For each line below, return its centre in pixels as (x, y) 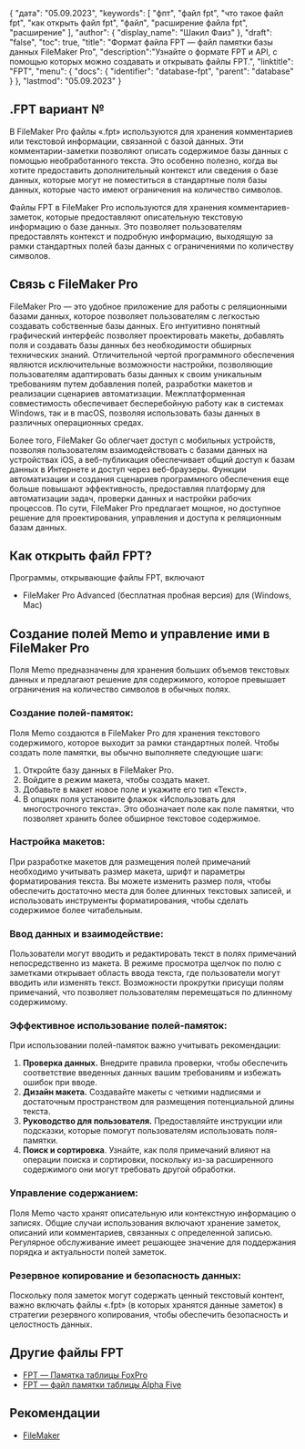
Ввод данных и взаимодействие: (86, 933)
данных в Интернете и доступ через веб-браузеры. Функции (128, 469)
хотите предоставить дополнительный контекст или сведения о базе (144, 170)
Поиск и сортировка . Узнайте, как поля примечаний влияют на (147, 1150)
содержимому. (39, 1002)
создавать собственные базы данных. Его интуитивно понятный (135, 325)
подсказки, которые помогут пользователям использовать (137, 1131)
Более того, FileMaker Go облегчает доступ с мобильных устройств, (142, 440)
